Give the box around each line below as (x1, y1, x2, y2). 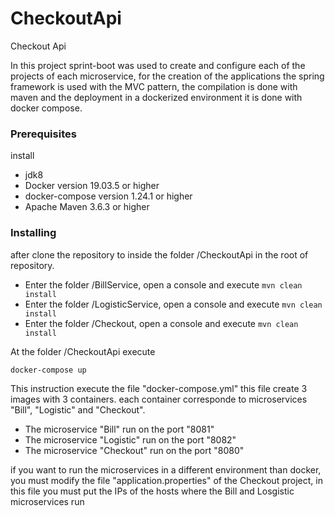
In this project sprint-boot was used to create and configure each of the (10, 59, 306, 71)
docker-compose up (10, 365, 87, 375)
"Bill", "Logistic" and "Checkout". (10, 403, 146, 416)
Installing (10, 226, 57, 240)
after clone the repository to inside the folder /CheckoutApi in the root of (10, 248, 309, 261)
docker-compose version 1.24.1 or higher (24, 190, 193, 202)
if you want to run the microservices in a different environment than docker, (10, 463, 322, 476)
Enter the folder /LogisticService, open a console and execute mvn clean (24, 298, 323, 310)
